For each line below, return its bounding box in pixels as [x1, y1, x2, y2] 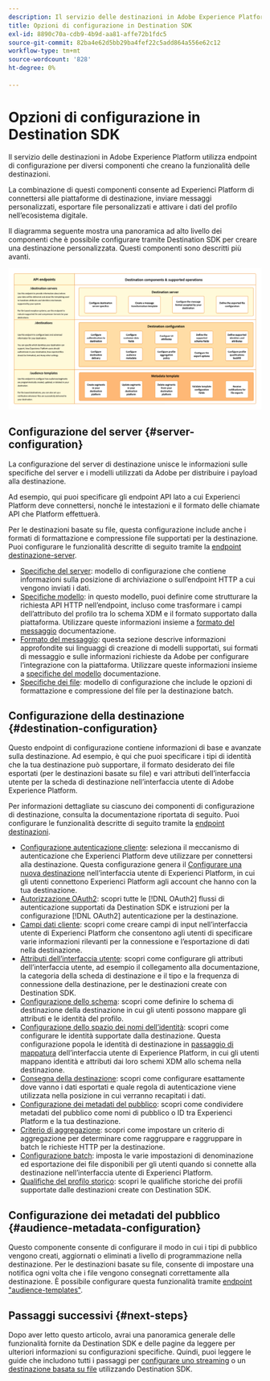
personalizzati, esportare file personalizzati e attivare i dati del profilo [8, 201, 238, 211]
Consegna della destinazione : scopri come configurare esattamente [19, 1074, 245, 1084]
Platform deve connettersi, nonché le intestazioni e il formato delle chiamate [8, 500, 260, 510]
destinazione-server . [8, 550, 77, 560]
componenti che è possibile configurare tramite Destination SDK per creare [8, 234, 257, 244]
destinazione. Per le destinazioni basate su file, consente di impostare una [8, 1259, 255, 1269]
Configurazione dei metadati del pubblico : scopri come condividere [19, 1100, 243, 1109]
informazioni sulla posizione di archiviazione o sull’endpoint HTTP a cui [19, 574, 256, 584]
